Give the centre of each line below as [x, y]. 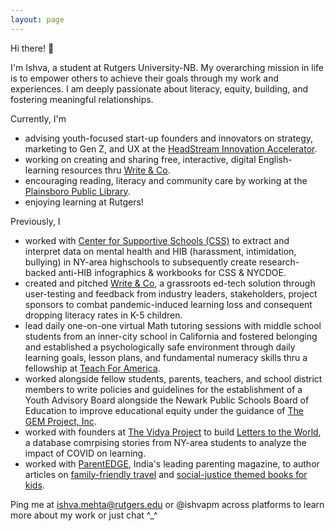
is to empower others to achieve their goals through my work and [145, 78]
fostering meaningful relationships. [82, 99]
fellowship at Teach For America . [92, 368]
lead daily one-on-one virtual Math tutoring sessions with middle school [173, 325]
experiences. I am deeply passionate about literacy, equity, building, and [159, 88]
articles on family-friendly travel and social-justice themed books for [166, 474]
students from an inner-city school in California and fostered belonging [171, 336]
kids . [34, 485]
